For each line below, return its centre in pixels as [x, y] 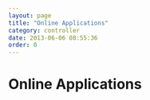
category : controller [44, 30]
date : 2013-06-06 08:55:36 [53, 38]
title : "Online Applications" [59, 23]
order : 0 [23, 45]
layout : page [30, 15]
